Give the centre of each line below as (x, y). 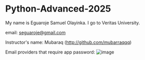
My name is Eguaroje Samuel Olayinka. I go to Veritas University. (73, 23)
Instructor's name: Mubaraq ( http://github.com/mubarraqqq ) (68, 42)
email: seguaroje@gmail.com (35, 32)
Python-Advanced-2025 (58, 9)
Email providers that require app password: (50, 52)
